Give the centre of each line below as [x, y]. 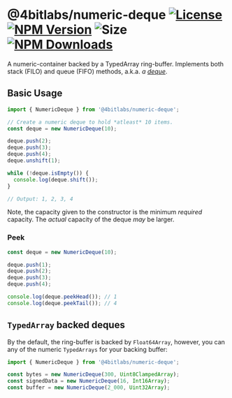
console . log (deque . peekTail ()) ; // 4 [62, 303]
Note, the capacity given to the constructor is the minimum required [105, 212]
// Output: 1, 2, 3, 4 [40, 199]
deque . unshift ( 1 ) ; [34, 161]
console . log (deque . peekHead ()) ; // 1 [62, 297]
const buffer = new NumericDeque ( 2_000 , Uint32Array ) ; [89, 388]
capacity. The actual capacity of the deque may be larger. [91, 219]
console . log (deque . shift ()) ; [56, 179]
